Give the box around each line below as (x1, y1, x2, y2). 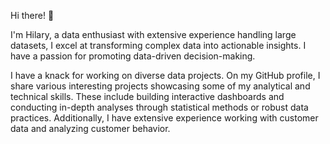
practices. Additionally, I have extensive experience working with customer (10, 112, 319, 124)
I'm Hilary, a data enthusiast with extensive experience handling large (10, 29, 297, 40)
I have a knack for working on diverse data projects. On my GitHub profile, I (10, 70, 321, 81)
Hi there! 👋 (10, 10, 55, 21)
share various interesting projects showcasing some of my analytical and (10, 80, 311, 92)
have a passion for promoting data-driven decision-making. (10, 50, 256, 62)
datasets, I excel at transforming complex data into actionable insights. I (10, 40, 307, 51)
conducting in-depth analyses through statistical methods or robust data (10, 101, 309, 113)
